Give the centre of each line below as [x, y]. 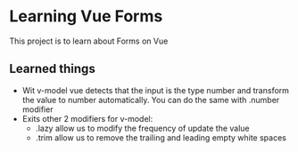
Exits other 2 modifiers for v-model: [87, 118]
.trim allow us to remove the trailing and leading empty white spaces [161, 137]
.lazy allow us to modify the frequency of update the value [142, 128]
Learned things [52, 69]
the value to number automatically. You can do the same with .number [151, 100]
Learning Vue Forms [86, 16]
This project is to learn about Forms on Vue [89, 41]
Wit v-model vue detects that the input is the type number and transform [156, 90]
